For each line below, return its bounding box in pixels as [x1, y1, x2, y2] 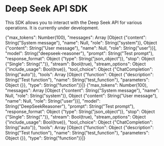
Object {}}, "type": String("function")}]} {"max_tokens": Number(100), [5, 82, 148, 88]
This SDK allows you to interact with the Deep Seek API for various [5, 19, 142, 25]
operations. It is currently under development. [5, 24, 99, 30]
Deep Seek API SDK [5, 3, 88, 14]
